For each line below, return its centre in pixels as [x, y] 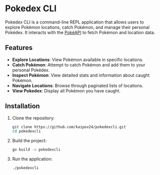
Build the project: [29, 141]
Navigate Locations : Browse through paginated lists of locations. [78, 86]
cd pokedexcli [26, 131]
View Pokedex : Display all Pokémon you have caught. [66, 90]
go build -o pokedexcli [36, 150]
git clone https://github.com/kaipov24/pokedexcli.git [69, 127]
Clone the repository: [33, 118]
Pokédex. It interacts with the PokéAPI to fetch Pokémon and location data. [80, 32]
